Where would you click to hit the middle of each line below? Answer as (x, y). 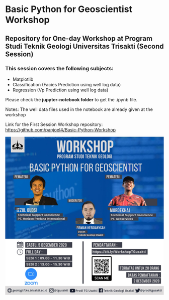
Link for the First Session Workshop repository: (54, 124)
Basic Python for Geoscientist (69, 9)
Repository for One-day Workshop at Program (79, 38)
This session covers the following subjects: (60, 68)
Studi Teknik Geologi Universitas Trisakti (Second (85, 46)
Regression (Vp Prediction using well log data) (60, 90)
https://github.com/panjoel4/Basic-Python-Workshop (61, 129)
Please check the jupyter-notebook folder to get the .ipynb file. (71, 99)
